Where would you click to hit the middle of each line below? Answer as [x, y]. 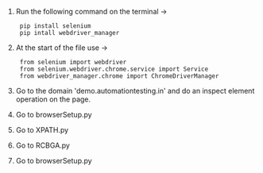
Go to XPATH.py [42, 130]
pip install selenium [55, 26]
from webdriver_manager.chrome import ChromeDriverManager [119, 76]
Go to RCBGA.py [43, 145]
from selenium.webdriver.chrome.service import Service [114, 69]
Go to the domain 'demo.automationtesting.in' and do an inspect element [135, 91]
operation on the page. [53, 99]
